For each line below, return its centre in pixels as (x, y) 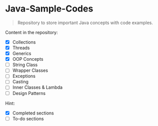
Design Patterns (29, 93)
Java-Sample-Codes (49, 9)
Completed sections (33, 113)
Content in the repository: (32, 32)
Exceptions (24, 76)
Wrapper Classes (30, 70)
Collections (24, 42)
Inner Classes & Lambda (37, 87)
